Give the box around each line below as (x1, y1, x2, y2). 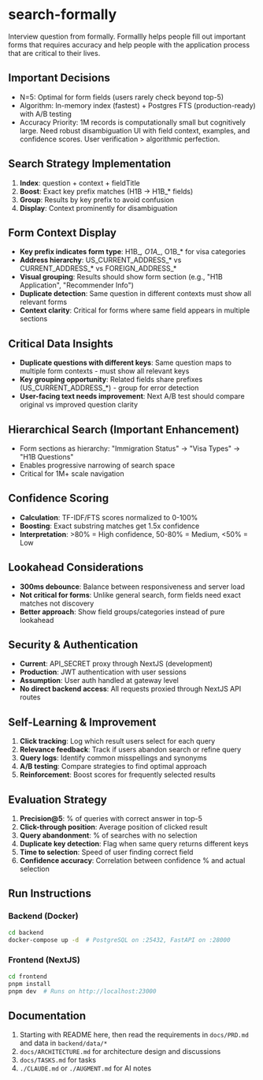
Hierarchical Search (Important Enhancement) (8, 422, 240, 436)
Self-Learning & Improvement (8, 715, 157, 729)
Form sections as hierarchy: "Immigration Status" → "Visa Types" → (19, 444, 240, 453)
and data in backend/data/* (19, 1038, 108, 1048)
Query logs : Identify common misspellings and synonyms (19, 753, 207, 763)
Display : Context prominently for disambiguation (19, 203, 178, 212)
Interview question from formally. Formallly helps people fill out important (8, 32, 246, 41)
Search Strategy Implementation (8, 157, 172, 171)
